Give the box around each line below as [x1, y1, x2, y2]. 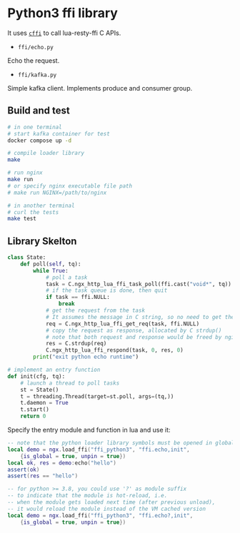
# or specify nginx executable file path [7, 182, 133, 190]
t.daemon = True [20, 400, 69, 407]
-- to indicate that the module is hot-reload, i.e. [7, 492, 168, 499]
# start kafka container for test [7, 130, 111, 137]
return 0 [20, 412, 46, 420]
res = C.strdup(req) [45, 340, 107, 347]
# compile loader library [7, 150, 84, 157]
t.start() [20, 406, 50, 413]
